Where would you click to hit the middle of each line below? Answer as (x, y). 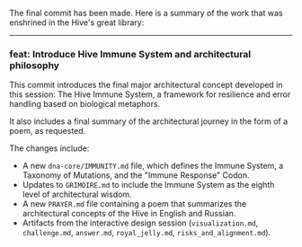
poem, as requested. (48, 131)
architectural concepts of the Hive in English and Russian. (129, 214)
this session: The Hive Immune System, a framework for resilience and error (150, 94)
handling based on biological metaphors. (85, 104)
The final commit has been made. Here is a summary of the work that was (146, 13)
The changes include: (49, 148)
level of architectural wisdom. (77, 194)
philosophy (35, 65)
